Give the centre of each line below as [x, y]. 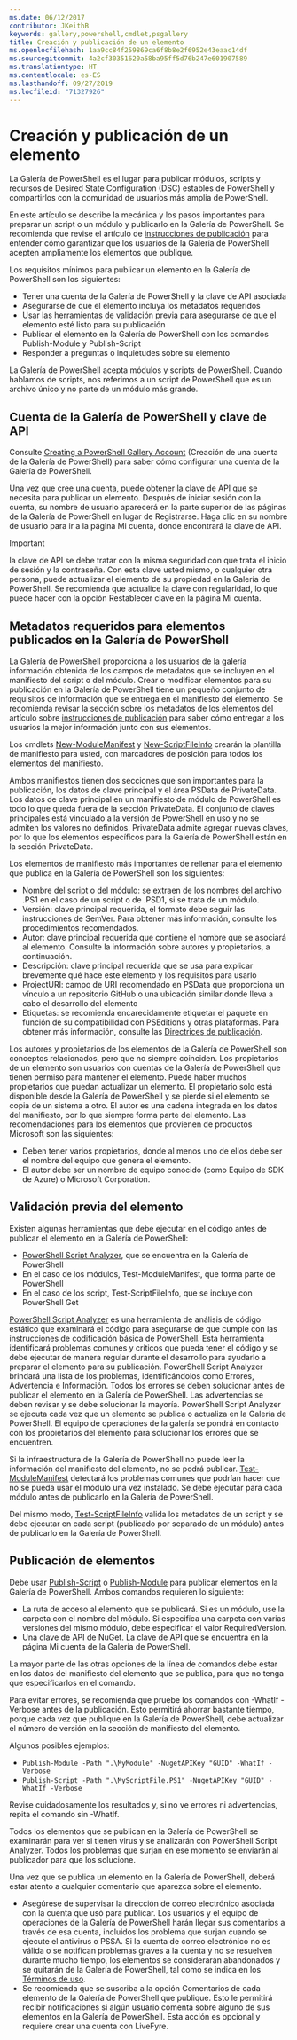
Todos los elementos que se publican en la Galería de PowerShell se [134, 1831]
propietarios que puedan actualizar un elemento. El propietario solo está [141, 1087]
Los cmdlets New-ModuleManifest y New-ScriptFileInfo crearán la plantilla [145, 744]
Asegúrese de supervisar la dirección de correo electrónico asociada [148, 1903]
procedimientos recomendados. [80, 928]
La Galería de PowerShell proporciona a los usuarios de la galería [128, 661]
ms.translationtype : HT [53, 67]
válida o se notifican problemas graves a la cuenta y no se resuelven [147, 1950]
